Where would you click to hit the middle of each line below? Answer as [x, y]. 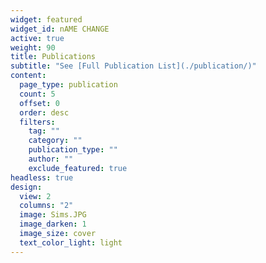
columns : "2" [46, 206]
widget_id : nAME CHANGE [60, 29]
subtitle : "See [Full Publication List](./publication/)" [133, 66]
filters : [37, 122]
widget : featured [46, 19]
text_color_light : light [71, 242]
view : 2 [35, 196]
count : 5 [37, 94]
